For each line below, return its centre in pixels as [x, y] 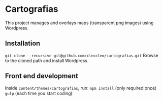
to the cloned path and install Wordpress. [47, 61]
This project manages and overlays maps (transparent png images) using [79, 23]
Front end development [42, 76]
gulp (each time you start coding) [39, 93]
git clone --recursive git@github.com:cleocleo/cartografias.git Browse [82, 55]
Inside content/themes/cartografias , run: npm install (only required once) [81, 88]
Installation [23, 44]
